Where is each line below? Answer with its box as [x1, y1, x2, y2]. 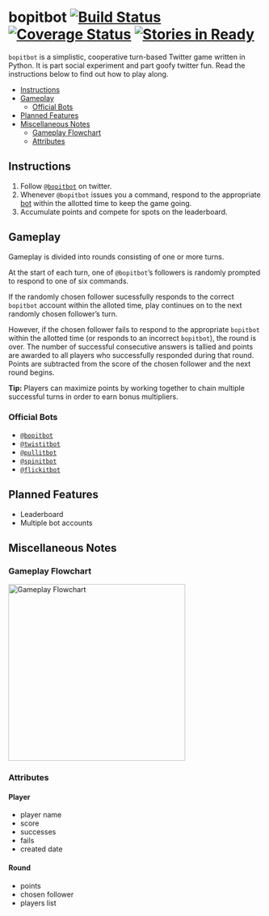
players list [19, 897, 57, 908]
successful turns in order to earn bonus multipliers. [8, 392, 179, 401]
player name [19, 810, 62, 820]
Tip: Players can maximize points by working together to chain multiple [8, 383, 245, 393]
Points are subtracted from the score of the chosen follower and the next [8, 359, 251, 368]
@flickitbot [19, 465, 61, 474]
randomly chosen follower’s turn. [8, 309, 118, 318]
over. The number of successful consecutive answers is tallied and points [8, 342, 254, 351]
